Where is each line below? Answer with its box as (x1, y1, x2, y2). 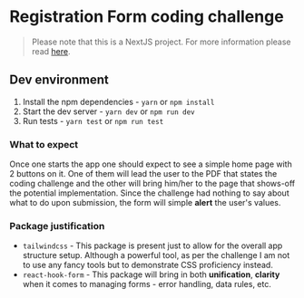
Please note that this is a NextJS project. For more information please (31, 36, 292, 47)
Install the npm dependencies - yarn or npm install (22, 96, 215, 107)
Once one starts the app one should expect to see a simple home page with (9, 159, 292, 169)
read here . (31, 45, 71, 56)
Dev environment (9, 72, 109, 88)
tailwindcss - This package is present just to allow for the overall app (22, 240, 283, 251)
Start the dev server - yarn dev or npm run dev (22, 106, 195, 117)
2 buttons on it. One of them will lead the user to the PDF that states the (9, 168, 278, 179)
